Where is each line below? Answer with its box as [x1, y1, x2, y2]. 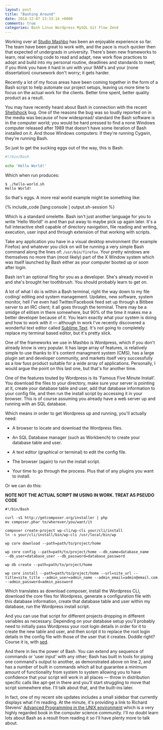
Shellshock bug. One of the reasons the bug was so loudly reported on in [5, 109, 152, 115]
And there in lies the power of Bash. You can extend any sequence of [5, 648, 144, 654]
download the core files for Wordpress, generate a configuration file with [5, 593, 151, 599]
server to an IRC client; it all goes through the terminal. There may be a [5, 304, 147, 310]
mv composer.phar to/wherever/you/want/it [5, 520, 92, 524]
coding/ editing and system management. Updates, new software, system [5, 293, 153, 299]
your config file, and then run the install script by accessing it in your [5, 390, 143, 396]
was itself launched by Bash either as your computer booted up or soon [5, 259, 149, 265]
